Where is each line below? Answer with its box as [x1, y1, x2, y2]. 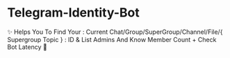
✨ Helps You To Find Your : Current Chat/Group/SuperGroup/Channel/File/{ [7, 28, 223, 36]
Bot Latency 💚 [7, 43, 47, 51]
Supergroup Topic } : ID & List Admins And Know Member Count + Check [7, 35, 217, 43]
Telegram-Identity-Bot [7, 5, 140, 21]
